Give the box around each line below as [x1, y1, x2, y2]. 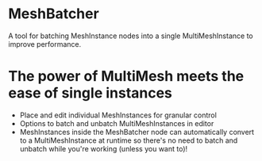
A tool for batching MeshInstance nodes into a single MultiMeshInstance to [8, 31, 253, 40]
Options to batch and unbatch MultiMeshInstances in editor [19, 118, 214, 128]
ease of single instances [8, 84, 173, 102]
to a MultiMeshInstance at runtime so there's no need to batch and [19, 136, 238, 145]
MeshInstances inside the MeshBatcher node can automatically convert [19, 127, 255, 136]
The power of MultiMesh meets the [8, 67, 245, 86]
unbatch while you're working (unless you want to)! [19, 144, 188, 153]
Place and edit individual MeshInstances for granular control [19, 110, 217, 120]
